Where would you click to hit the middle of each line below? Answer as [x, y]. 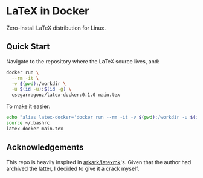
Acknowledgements [45, 148]
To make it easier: [28, 106]
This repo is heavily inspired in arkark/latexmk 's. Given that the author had [99, 162]
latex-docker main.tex [35, 129]
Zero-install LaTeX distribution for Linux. [56, 28]
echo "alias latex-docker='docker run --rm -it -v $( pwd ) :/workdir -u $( [101, 118]
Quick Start [28, 47]
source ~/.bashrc [28, 123]
